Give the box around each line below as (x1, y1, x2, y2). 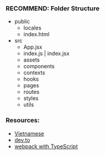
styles (23, 95, 39, 102)
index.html (23, 31, 49, 38)
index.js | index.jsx (23, 50, 70, 57)
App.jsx (23, 43, 43, 51)
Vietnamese (14, 129, 45, 137)
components (23, 63, 55, 70)
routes (23, 89, 40, 96)
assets (23, 56, 40, 64)
